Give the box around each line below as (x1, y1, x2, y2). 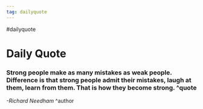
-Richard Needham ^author (6, 97, 74, 105)
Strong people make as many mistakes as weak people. (6, 68, 172, 76)
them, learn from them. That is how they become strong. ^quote (6, 83, 197, 91)
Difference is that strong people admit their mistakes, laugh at (6, 76, 192, 84)
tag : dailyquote (6, 8, 47, 15)
